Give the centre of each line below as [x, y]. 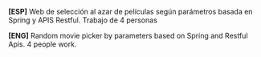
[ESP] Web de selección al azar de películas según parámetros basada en [130, 12]
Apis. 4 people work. [43, 44]
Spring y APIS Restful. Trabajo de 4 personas [83, 20]
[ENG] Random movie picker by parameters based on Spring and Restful [128, 36]
